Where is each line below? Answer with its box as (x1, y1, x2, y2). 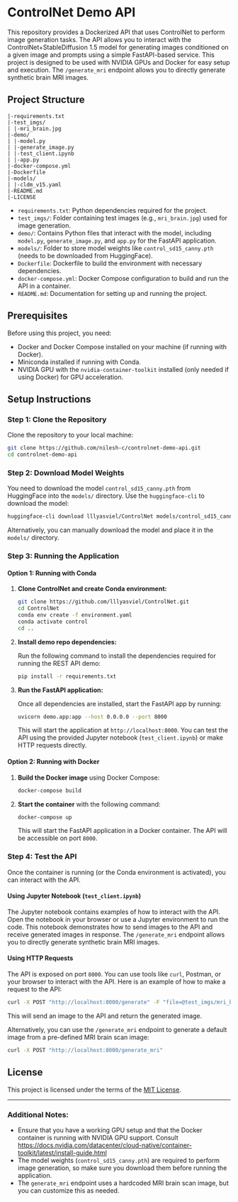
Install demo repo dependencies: (17, 637, 117, 646)
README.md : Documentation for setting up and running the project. (17, 289, 208, 297)
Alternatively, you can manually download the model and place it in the (7, 526, 214, 534)
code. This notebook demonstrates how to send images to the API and (7, 922, 213, 931)
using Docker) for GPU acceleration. (17, 373, 124, 381)
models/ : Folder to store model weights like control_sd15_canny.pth (17, 243, 214, 252)
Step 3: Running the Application (7, 551, 119, 561)
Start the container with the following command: (17, 799, 161, 808)
